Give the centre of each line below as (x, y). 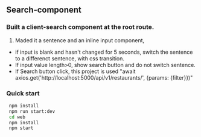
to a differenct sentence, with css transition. (70, 58)
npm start (21, 128)
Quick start (23, 93)
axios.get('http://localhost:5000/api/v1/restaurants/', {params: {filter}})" (104, 77)
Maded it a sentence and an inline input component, (80, 40)
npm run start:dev (32, 111)
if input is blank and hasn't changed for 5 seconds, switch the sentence (104, 52)
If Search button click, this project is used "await (75, 71)
